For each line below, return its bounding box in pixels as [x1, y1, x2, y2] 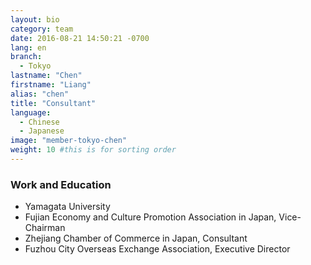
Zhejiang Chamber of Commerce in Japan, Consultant [24, 232, 248, 245]
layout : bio [10, 14, 60, 25]
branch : [10, 52, 43, 62]
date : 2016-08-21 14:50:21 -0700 [10, 33, 150, 43]
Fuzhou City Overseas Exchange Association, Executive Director [24, 243, 291, 255]
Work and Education [10, 177, 112, 191]
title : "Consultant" [10, 98, 97, 108]
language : [10, 107, 52, 118]
